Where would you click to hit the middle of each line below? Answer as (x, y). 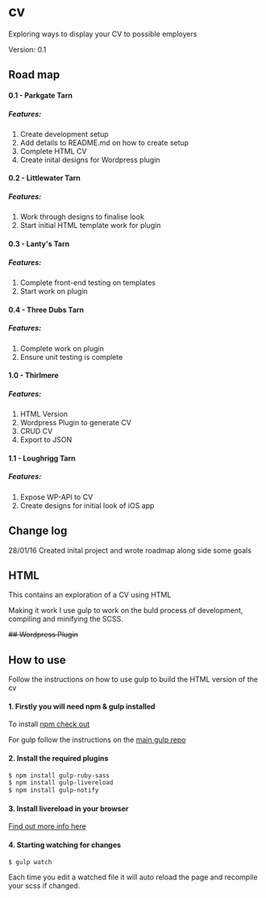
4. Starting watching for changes (65, 845)
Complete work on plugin (62, 348)
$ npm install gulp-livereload (61, 783)
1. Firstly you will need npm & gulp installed (82, 706)
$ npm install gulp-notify (54, 790)
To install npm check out (49, 724)
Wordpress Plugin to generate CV (75, 423)
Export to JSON (46, 440)
